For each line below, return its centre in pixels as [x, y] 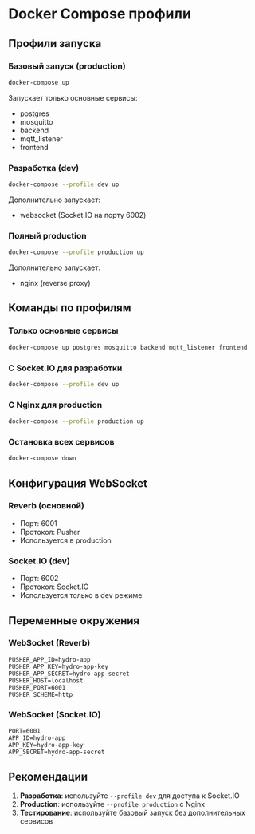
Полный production [47, 235]
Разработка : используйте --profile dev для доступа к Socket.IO [130, 796]
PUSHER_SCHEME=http [41, 694]
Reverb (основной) [47, 506]
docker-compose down [43, 459]
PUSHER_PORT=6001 [37, 687]
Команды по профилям [70, 308]
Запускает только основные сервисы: [73, 97]
